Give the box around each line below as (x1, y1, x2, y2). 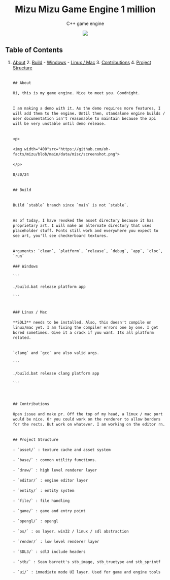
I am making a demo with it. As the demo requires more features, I (12, 106, 161, 111)
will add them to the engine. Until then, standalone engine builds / (12, 111, 165, 116)
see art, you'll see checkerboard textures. (12, 233, 109, 238)
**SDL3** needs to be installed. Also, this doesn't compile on (12, 320, 152, 325)
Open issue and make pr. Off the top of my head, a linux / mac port (12, 411, 163, 416)
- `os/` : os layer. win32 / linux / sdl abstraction (12, 529, 129, 534)
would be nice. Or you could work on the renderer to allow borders (12, 416, 161, 421)
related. (12, 335, 31, 340)
